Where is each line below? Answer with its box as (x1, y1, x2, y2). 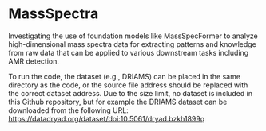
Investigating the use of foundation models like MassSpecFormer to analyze (8, 31, 258, 40)
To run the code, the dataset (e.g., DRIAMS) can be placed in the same (8, 71, 241, 81)
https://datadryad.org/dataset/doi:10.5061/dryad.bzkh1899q (8, 114, 205, 123)
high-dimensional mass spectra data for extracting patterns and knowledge (8, 39, 257, 48)
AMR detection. (8, 56, 60, 66)
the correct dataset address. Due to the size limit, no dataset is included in (8, 88, 253, 98)
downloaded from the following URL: (8, 105, 129, 115)
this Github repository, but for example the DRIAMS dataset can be (8, 97, 228, 106)
